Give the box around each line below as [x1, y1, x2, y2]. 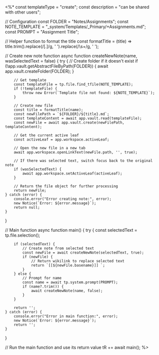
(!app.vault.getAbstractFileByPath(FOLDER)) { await [5, 63, 109, 69]
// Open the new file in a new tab [14, 145, 86, 150]
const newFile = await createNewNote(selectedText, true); [22, 250, 144, 255]
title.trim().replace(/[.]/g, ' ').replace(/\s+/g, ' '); [5, 44, 99, 49]
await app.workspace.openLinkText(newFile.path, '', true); [14, 150, 138, 155]
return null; [14, 205, 40, 210]
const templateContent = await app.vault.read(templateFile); [14, 116, 142, 121]
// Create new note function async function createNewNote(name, [5, 53, 137, 59]
